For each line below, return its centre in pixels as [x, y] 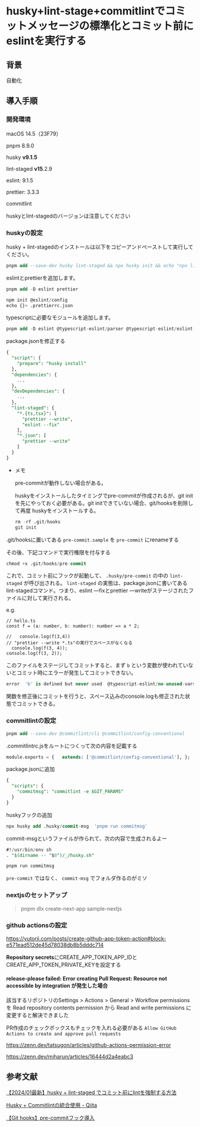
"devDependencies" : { [38, 391]
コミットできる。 [37, 704]
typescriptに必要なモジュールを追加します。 [60, 318]
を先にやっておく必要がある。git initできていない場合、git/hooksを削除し [104, 503]
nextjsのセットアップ [37, 895]
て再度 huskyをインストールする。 [57, 510]
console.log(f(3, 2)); [34, 654]
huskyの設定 [25, 232]
